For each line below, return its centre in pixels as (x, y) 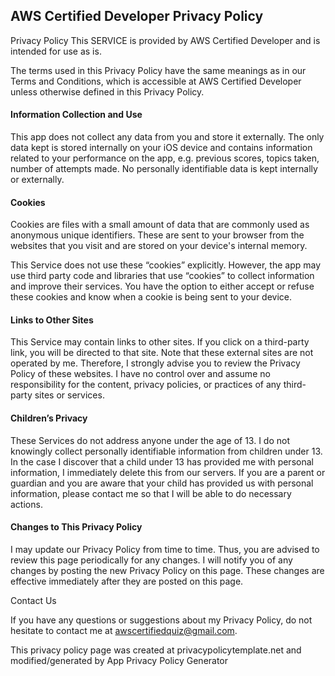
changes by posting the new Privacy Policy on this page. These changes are (167, 570)
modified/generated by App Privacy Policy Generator (119, 660)
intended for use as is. (56, 51)
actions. (26, 504)
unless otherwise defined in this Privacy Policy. (107, 91)
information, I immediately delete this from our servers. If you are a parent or (168, 472)
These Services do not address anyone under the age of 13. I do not (150, 440)
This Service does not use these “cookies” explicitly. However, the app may (166, 265)
